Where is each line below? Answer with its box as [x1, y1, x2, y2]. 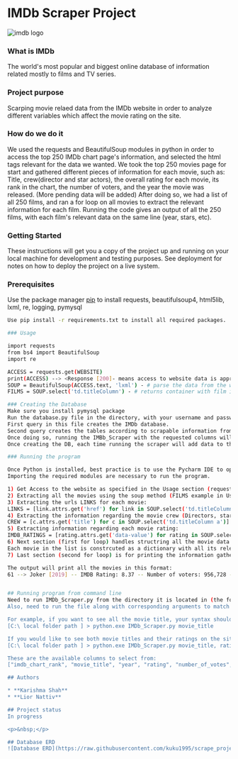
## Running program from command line [7, 590, 122, 597]
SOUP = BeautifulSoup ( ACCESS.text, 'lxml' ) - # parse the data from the [7, 382, 227, 389]
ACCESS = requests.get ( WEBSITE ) [7, 368, 103, 375]
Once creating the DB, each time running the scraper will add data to [7, 441, 223, 448]
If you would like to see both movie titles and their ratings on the [7, 635, 220, 643]
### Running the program [7, 453, 81, 460]
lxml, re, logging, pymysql [7, 303, 83, 311]
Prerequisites [7, 279, 55, 289]
